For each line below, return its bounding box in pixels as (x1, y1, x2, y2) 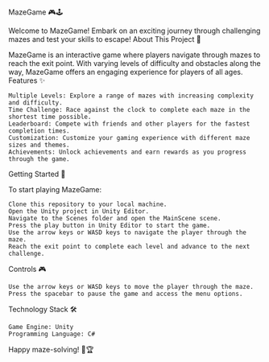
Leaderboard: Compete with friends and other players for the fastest (8, 120, 250, 128)
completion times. (8, 127, 70, 135)
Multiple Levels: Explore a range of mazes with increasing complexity (8, 92, 254, 100)
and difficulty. (8, 99, 63, 107)
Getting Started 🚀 (8, 169, 66, 179)
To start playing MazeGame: (8, 185, 102, 194)
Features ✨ (8, 76, 46, 85)
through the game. (8, 155, 70, 163)
